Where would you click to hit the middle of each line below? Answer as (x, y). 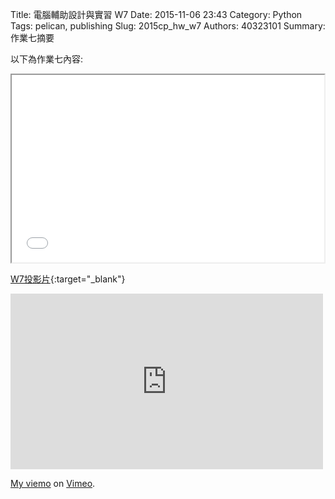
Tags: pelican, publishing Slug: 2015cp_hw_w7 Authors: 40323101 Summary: (168, 26)
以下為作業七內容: (47, 59)
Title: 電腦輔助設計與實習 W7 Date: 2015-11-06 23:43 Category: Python (156, 14)
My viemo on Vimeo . (53, 483)
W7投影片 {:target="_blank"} (68, 279)
